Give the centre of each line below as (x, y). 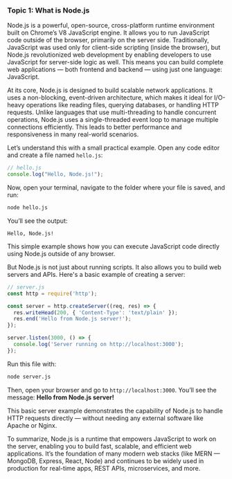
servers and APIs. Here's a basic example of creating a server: (96, 274)
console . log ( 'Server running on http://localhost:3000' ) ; (99, 345)
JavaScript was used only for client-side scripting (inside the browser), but (114, 48)
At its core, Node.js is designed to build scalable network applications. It (110, 90)
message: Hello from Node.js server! (61, 397)
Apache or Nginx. (32, 425)
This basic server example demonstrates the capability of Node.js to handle (115, 410)
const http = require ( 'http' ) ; (52, 293)
